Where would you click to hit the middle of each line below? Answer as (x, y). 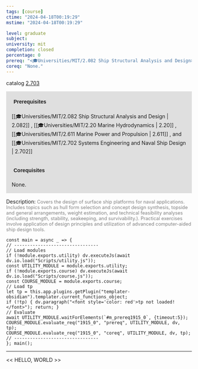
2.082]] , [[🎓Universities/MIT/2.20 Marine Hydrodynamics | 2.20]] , (94, 125)
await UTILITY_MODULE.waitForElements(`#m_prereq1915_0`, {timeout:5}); (97, 317)
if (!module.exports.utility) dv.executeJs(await (68, 255)
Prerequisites (30, 102)
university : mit (26, 44)
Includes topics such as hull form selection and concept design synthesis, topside (97, 207)
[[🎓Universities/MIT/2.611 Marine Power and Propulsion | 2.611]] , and (97, 134)
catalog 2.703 (23, 83)
